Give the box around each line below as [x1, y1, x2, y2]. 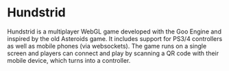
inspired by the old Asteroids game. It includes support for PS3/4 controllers [7, 34, 223, 42]
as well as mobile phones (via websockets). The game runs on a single [7, 42, 207, 50]
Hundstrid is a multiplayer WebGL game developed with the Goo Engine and [7, 27, 221, 35]
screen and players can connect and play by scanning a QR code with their [7, 49, 219, 57]
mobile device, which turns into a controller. [7, 56, 131, 64]
